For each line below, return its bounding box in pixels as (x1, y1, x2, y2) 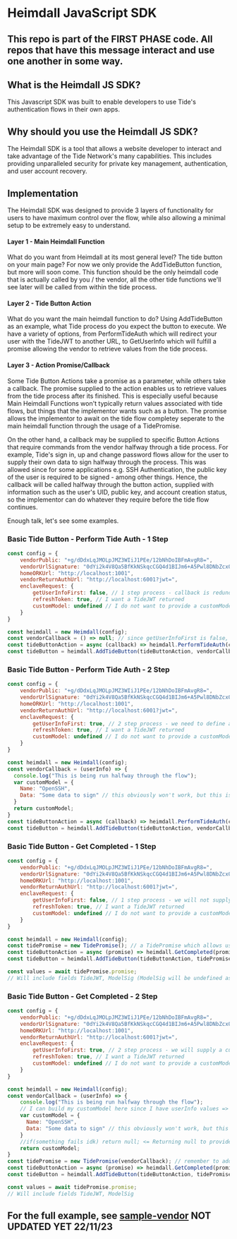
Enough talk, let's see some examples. (7, 516, 119, 525)
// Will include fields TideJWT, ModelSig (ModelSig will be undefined (7, 974, 222, 981)
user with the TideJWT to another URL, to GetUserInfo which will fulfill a (7, 337, 217, 346)
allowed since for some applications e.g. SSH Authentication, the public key (7, 465, 227, 473)
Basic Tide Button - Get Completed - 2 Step (7, 991, 158, 1001)
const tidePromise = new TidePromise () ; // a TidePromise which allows (7, 942, 222, 950)
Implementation (7, 187, 79, 199)
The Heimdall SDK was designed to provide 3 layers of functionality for (7, 206, 214, 214)
